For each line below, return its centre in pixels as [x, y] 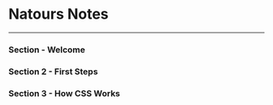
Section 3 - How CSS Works [64, 93]
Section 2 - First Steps [53, 72]
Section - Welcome [47, 50]
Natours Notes [58, 14]
